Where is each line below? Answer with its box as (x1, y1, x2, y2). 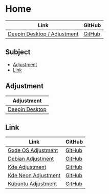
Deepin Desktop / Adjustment (8, 30, 79, 37)
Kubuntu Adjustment (8, 180, 57, 187)
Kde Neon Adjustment (8, 172, 61, 179)
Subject (5, 48, 31, 56)
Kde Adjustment (8, 164, 47, 171)
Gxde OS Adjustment (8, 147, 58, 154)
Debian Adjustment (8, 155, 54, 162)
